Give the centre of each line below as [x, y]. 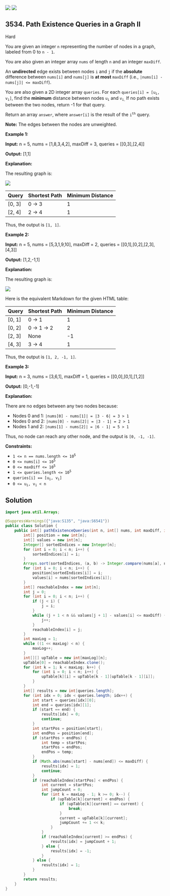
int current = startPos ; [68, 785]
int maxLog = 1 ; [40, 639]
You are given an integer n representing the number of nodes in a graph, [80, 46]
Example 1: [17, 134]
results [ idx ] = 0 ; [61, 715]
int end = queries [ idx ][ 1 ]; [62, 705]
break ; [75, 808]
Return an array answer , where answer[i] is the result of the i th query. [78, 115]
